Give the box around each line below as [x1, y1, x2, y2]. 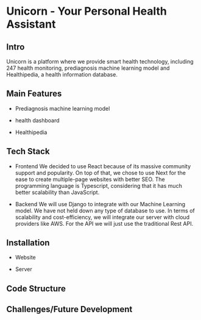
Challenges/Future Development [6, 304, 133, 314]
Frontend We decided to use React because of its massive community [15, 162, 191, 169]
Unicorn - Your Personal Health [6, 4, 167, 18]
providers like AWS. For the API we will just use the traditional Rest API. [15, 220, 194, 227]
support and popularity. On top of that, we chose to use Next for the [15, 169, 186, 176]
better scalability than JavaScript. [15, 188, 100, 196]
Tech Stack [6, 146, 50, 157]
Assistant [6, 17, 56, 31]
